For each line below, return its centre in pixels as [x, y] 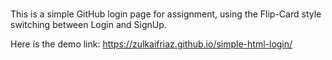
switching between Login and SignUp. [88, 25]
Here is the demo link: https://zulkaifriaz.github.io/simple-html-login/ [151, 44]
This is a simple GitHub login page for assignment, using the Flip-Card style [166, 14]
